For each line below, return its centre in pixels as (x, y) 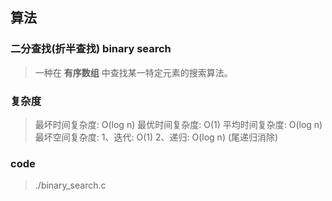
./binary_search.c (70, 185)
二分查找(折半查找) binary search (91, 49)
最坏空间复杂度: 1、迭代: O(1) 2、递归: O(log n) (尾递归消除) (156, 137)
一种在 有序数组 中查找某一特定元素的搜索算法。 (133, 72)
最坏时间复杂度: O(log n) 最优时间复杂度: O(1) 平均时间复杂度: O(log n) (178, 124)
